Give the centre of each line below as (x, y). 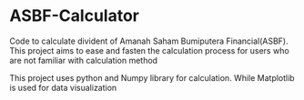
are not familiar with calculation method (83, 60)
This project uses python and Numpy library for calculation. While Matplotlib (152, 77)
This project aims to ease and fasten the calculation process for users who (149, 50)
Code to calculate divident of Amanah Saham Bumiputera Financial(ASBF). (149, 41)
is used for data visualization (63, 87)
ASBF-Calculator (74, 16)
